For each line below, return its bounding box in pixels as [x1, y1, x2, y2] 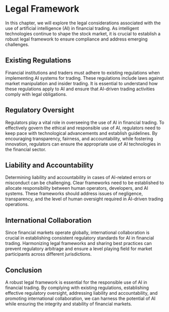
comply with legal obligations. [5, 91, 67, 97]
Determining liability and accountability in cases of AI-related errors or [5, 175, 151, 181]
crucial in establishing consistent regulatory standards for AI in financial [5, 235, 154, 241]
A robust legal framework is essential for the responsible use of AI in [5, 280, 147, 285]
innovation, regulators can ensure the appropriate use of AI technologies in [5, 141, 161, 147]
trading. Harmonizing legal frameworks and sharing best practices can [5, 240, 152, 247]
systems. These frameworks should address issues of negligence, [5, 191, 143, 197]
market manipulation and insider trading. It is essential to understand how [5, 80, 158, 86]
